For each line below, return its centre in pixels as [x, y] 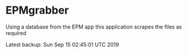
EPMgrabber [37, 10]
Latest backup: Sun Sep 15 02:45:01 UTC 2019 [62, 45]
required [16, 33]
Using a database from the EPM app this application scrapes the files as [94, 27]
